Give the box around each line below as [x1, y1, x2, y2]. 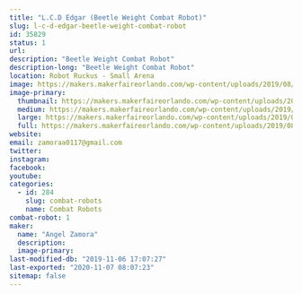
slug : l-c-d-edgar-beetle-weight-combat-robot [9, 22, 187, 30]
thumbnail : [17, 96, 58, 106]
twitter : [9, 146, 42, 155]
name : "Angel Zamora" [17, 229, 99, 238]
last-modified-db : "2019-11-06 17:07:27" [9, 255, 167, 264]
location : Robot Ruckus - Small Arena [9, 72, 155, 81]
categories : [9, 180, 54, 189]
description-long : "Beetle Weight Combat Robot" [9, 64, 195, 73]
